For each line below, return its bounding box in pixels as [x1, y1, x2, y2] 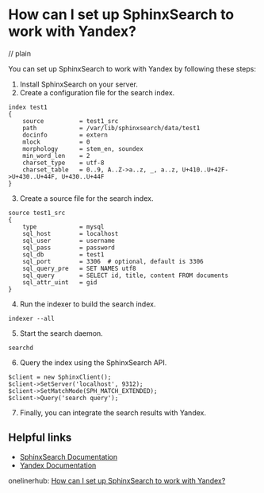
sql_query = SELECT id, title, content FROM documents [22, 272, 228, 279]
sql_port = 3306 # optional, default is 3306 [22, 257, 204, 265]
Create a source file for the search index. [19, 193, 154, 203]
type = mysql [22, 222, 105, 231]
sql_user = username [22, 237, 115, 245]
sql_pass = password [22, 244, 115, 252]
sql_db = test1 [22, 250, 105, 259]
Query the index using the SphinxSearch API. [19, 357, 167, 367]
